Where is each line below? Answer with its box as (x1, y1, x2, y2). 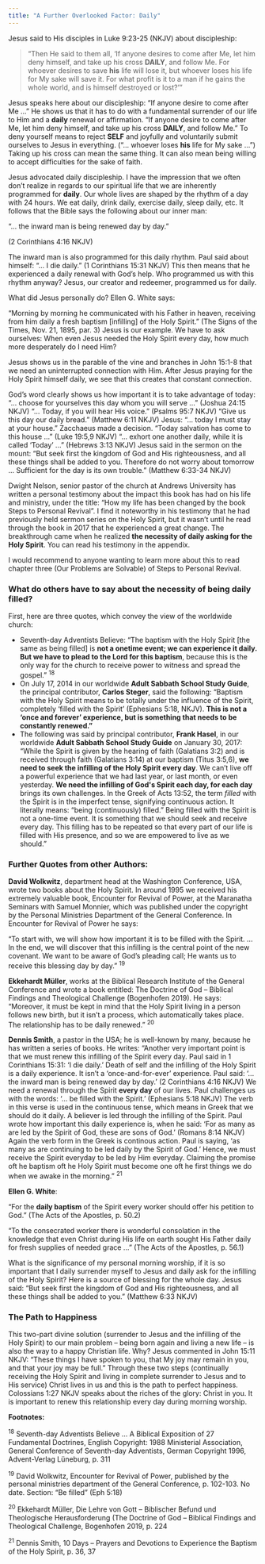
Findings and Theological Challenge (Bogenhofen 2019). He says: (8, 993, 222, 1002)
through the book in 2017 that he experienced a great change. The (8, 523, 225, 532)
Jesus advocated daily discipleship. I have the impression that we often (8, 172, 241, 182)
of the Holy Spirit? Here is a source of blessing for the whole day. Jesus (8, 1274, 242, 1284)
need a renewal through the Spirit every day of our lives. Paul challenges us (8, 1086, 256, 1095)
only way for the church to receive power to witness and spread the (19, 660, 240, 670)
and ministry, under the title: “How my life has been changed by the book (8, 498, 247, 507)
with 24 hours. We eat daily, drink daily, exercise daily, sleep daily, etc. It (8, 198, 244, 207)
